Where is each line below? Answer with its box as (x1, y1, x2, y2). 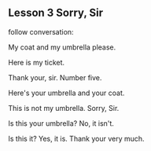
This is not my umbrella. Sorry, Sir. (8, 103, 120, 112)
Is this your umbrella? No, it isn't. (8, 118, 114, 128)
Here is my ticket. (8, 57, 65, 67)
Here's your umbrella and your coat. (8, 88, 125, 98)
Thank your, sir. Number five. (8, 72, 102, 82)
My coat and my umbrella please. (8, 42, 116, 52)
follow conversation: (8, 27, 74, 36)
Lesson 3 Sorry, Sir (8, 6, 104, 20)
